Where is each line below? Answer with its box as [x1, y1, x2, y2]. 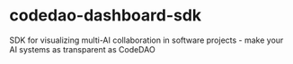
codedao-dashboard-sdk [9, 5, 202, 26]
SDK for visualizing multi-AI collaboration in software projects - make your [9, 35, 284, 45]
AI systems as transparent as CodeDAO [9, 44, 155, 54]
